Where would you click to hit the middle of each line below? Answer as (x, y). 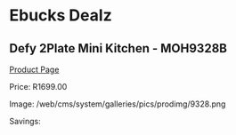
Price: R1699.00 (38, 87)
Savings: (25, 121)
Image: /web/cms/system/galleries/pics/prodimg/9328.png (118, 104)
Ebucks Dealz (61, 16)
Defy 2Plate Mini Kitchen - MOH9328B (118, 48)
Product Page (34, 69)
